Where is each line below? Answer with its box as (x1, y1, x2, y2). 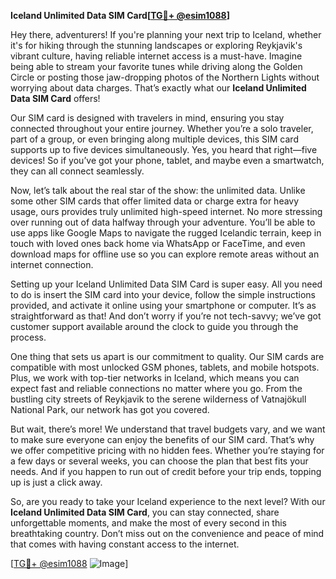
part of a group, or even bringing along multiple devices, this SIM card (10, 133, 299, 145)
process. (10, 331, 47, 343)
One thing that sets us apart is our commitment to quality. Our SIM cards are (10, 351, 325, 362)
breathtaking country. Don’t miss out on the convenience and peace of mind (10, 528, 325, 539)
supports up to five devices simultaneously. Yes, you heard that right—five (10, 144, 318, 155)
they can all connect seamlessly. (10, 165, 145, 177)
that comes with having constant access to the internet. (10, 538, 240, 550)
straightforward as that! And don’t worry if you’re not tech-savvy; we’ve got (10, 310, 322, 322)
